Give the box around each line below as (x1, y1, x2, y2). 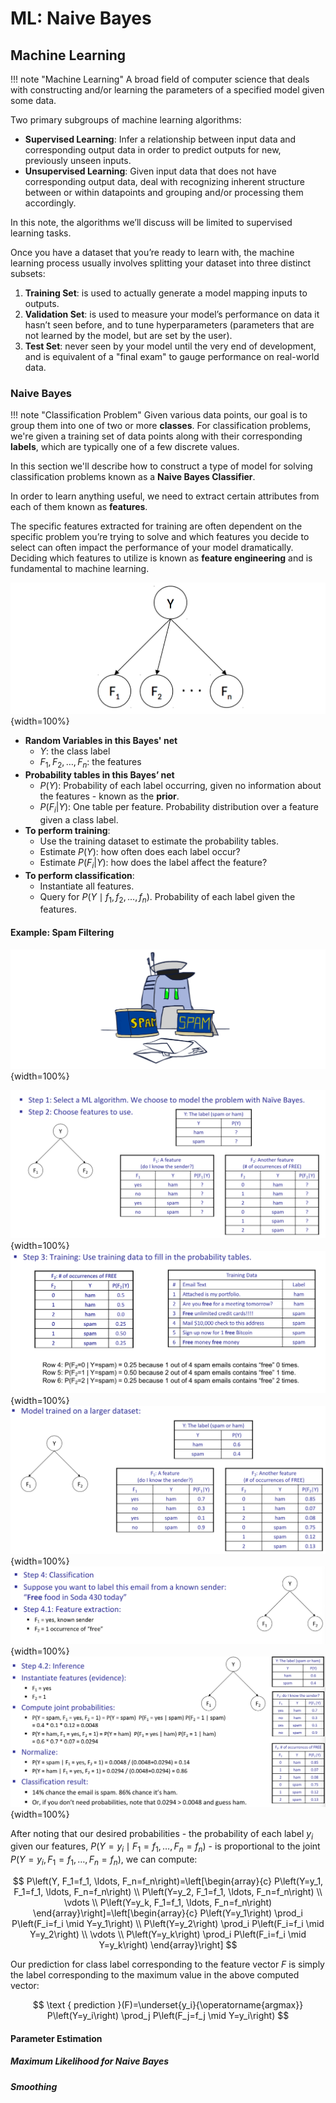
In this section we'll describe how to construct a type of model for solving (10, 460, 313, 472)
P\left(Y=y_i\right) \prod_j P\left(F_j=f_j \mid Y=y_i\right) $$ (46, 2010, 290, 2022)
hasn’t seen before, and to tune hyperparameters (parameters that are (24, 319, 315, 331)
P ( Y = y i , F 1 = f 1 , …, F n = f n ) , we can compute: (10, 1853, 198, 1868)
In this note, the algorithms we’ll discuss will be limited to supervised (10, 217, 293, 228)
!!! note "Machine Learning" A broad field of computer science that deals (10, 73, 310, 85)
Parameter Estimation (10, 2032, 103, 2044)
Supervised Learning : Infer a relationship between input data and (24, 133, 297, 145)
